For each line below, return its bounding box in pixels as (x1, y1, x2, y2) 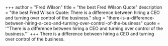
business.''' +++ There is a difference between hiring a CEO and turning (5, 31, 154, 36)
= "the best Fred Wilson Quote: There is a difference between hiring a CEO (5, 9, 160, 15)
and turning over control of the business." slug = (5, 15, 106, 20)
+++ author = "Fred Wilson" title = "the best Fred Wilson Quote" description (5, 4, 162, 10)
